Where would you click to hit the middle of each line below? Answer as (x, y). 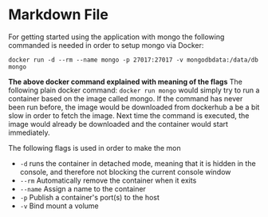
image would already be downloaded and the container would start (118, 124)
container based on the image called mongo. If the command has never (126, 98)
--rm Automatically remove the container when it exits (108, 180)
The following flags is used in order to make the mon (95, 148)
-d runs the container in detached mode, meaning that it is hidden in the (138, 163)
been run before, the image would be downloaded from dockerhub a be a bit (134, 107)
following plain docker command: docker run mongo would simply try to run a (134, 90)
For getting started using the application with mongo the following (116, 37)
